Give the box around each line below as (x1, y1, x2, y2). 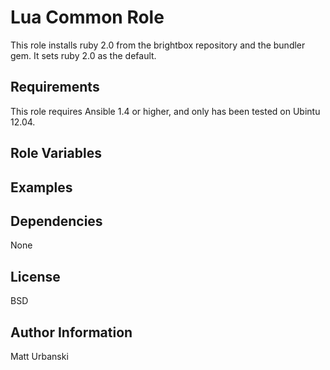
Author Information (10, 324, 133, 341)
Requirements (10, 79, 100, 96)
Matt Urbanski (10, 350, 69, 362)
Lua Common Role (10, 6, 165, 29)
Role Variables (10, 145, 102, 162)
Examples (10, 179, 73, 196)
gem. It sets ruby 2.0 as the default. (10, 49, 157, 61)
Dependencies (10, 212, 103, 230)
